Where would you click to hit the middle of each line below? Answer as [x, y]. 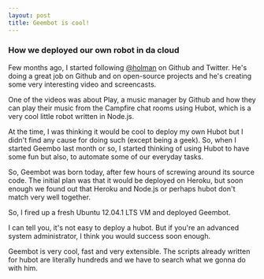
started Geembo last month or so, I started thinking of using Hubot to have [129, 148]
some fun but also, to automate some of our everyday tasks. [106, 156]
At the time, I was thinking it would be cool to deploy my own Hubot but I [126, 132]
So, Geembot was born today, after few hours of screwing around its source [131, 172]
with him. [23, 268]
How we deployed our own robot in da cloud [94, 50]
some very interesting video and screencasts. [82, 84]
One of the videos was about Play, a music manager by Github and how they [132, 99]
